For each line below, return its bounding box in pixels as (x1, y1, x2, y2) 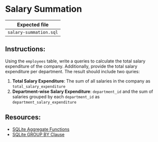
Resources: (5, 113, 41, 121)
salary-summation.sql (7, 29, 58, 35)
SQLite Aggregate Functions (12, 126, 70, 132)
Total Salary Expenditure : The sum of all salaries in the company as (12, 78, 151, 84)
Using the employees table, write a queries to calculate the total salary (5, 58, 146, 64)
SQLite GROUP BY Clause (12, 131, 65, 137)
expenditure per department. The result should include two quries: (5, 68, 140, 74)
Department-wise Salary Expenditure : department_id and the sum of (12, 88, 154, 94)
